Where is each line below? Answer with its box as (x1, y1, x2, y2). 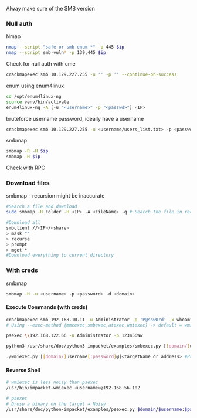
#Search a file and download (6, 203, 77, 210)
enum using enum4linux (6, 82, 64, 89)
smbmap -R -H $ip (6, 148, 49, 154)
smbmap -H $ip (6, 154, 41, 160)
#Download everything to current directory (6, 252, 114, 259)
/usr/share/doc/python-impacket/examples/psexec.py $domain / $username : (6, 406, 185, 412)
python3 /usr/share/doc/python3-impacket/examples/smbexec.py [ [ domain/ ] (6, 343, 191, 349)
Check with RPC (6, 164, 46, 172)
